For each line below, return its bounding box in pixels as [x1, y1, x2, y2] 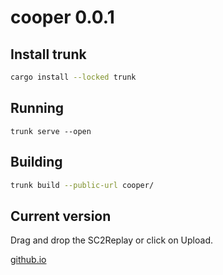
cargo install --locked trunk [10, 72, 137, 82]
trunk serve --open [10, 126, 92, 136]
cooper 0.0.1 [10, 6, 115, 29]
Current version [10, 207, 112, 225]
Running [10, 100, 65, 117]
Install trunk [10, 46, 87, 63]
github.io [10, 254, 47, 266]
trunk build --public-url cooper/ [10, 180, 155, 190]
